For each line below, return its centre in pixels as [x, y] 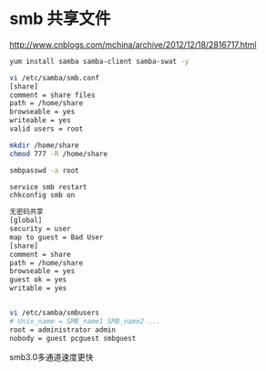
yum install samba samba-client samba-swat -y [99, 61]
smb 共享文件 [60, 19]
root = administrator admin [63, 330]
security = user [40, 229]
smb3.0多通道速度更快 [51, 356]
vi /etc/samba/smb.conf [55, 78]
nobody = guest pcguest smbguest [73, 338]
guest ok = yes [38, 280]
